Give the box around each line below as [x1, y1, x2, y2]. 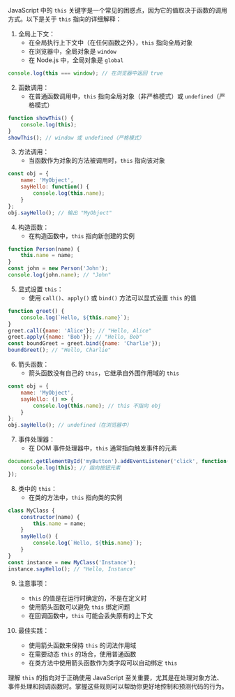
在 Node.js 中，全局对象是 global [28, 56, 124, 64]
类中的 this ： [17, 484, 58, 492]
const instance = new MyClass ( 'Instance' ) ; [8, 559, 137, 566]
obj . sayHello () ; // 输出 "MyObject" [8, 209, 112, 217]
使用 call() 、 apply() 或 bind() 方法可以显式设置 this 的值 [28, 293, 197, 302]
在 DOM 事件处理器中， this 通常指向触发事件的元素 [28, 444, 177, 453]
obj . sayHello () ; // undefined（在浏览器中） [8, 422, 132, 429]
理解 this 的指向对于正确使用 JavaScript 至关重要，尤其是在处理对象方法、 [8, 673, 223, 682]
